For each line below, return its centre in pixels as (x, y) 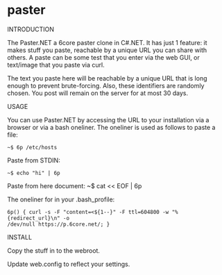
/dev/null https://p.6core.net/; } (59, 224)
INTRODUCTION (31, 29)
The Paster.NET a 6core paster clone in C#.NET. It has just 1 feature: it (107, 42)
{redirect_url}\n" (34, 218)
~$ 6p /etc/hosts (32, 147)
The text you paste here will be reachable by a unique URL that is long (107, 78)
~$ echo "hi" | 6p (34, 173)
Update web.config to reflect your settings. (69, 264)
